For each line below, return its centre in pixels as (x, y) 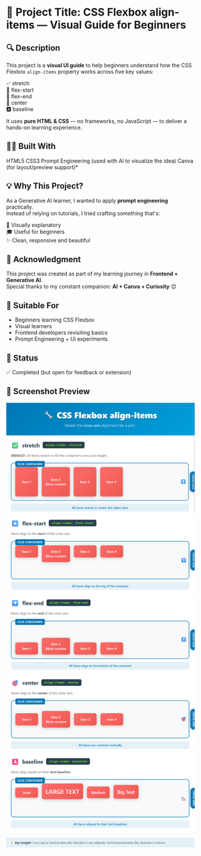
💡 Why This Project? (45, 186)
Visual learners (33, 326)
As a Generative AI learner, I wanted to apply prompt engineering (87, 200)
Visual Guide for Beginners (118, 25)
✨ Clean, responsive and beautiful (48, 240)
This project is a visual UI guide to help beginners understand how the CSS (99, 65)
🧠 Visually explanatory (34, 225)
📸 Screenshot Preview (48, 391)
